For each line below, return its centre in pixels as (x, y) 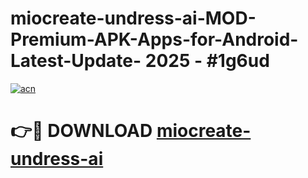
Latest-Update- (76, 61)
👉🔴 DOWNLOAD (81, 131)
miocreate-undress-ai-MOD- (133, 18)
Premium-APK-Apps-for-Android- (154, 39)
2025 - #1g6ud (207, 61)
